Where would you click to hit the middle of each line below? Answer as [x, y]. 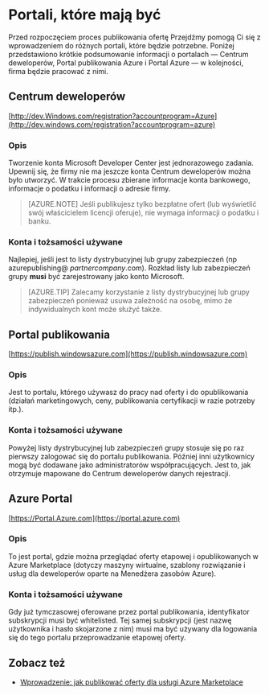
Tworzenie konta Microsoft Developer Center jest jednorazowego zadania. [131, 163]
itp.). [16, 409]
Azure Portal [41, 499]
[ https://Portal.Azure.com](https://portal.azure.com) [94, 518]
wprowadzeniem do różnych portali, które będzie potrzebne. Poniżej [121, 45]
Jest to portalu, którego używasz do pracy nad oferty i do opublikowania [128, 393]
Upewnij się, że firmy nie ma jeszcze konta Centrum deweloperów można [130, 171]
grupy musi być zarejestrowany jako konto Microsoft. [96, 277]
